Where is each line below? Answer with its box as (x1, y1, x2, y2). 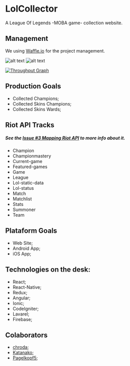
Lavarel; (12, 311, 29, 317)
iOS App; (12, 250, 31, 256)
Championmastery (12, 152, 52, 159)
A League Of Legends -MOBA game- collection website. (5, 20, 123, 26)
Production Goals (5, 82, 61, 91)
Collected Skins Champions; (12, 100, 72, 107)
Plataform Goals (5, 227, 57, 235)
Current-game (12, 158, 42, 164)
